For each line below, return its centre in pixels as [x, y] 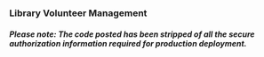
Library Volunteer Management [78, 13]
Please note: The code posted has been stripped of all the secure [132, 34]
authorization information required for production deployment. [128, 43]
